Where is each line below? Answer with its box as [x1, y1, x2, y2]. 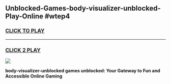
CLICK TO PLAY [5, 27, 45, 35]
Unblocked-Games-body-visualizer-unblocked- [5, 4, 161, 13]
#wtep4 [44, 12, 70, 21]
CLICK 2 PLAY [5, 46, 41, 53]
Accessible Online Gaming [5, 73, 63, 79]
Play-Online [5, 12, 43, 21]
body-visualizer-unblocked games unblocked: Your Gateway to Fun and [5, 67, 160, 73]
